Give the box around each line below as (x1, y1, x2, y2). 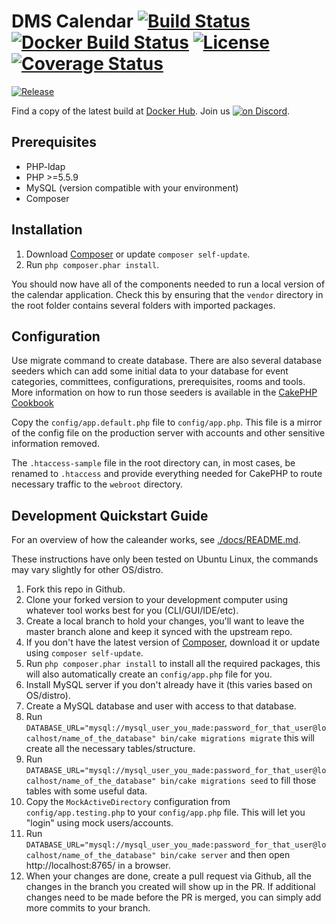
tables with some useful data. (25, 785, 148, 797)
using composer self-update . (25, 647, 144, 659)
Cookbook (11, 397, 54, 409)
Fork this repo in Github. (25, 583, 126, 595)
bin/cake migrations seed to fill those (160, 775, 317, 787)
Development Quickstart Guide (11, 507, 209, 524)
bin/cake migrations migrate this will (160, 732, 316, 744)
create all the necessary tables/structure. (25, 743, 196, 755)
